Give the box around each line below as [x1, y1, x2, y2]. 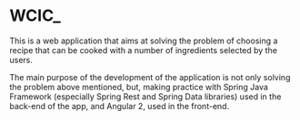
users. [9, 54, 34, 65]
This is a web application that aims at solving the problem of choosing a [9, 35, 278, 46]
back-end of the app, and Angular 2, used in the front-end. [9, 100, 230, 111]
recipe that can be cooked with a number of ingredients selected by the [9, 44, 277, 55]
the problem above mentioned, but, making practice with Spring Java [9, 81, 268, 92]
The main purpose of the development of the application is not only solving [9, 71, 291, 82]
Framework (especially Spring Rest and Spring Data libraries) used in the [9, 91, 282, 102]
